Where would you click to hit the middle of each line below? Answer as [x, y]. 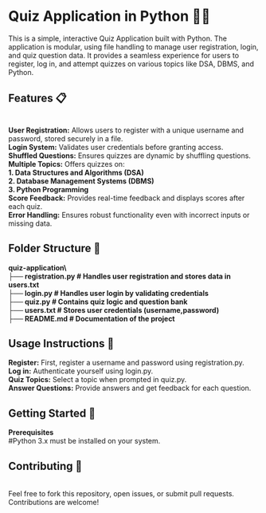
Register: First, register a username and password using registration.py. [126, 363]
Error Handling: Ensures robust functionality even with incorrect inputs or [129, 215]
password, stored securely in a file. [66, 138]
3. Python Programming [49, 189]
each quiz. [25, 206]
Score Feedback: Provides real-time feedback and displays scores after [127, 198]
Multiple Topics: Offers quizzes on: [66, 164]
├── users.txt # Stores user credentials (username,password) [114, 310]
